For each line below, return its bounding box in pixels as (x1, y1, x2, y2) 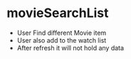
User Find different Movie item (16, 28, 107, 37)
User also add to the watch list (16, 36, 107, 44)
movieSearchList (6, 5, 109, 21)
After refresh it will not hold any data (16, 43, 125, 52)
